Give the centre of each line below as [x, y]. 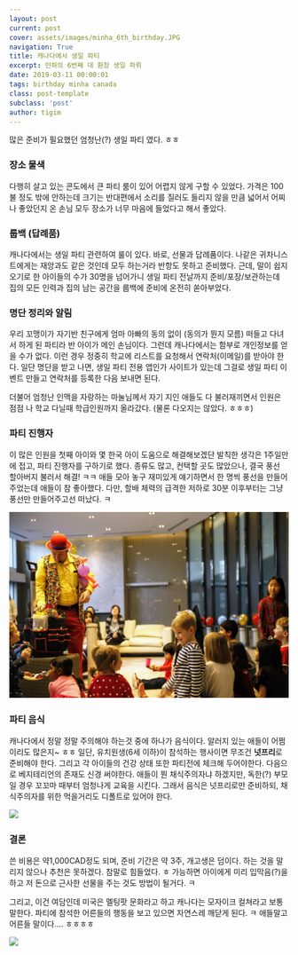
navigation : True [41, 47]
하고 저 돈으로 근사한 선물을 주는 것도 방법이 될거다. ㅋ [102, 882]
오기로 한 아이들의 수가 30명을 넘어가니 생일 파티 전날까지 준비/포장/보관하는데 [145, 276]
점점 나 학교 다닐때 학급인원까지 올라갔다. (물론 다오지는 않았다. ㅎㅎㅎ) [132, 408]
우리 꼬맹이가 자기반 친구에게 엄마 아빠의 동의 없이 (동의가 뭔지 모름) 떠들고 [138, 334]
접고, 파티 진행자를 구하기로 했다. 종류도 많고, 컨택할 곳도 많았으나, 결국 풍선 [149, 465]
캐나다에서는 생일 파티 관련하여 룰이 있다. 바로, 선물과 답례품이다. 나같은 [133, 254]
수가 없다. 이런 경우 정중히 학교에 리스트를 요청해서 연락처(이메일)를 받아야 [146, 356]
